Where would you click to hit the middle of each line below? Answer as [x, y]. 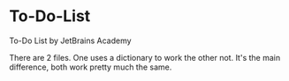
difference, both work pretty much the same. [91, 67]
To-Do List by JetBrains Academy [70, 40]
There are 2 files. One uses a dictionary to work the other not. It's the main [145, 57]
